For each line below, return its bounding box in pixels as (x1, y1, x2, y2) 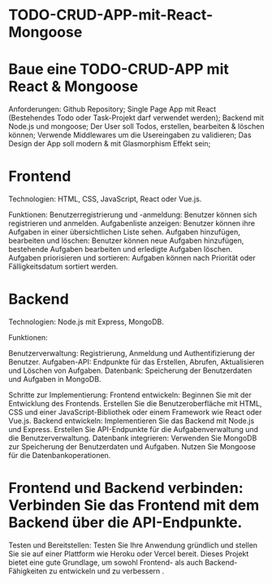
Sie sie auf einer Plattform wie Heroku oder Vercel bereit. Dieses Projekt (8, 548, 249, 558)
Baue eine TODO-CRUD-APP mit (8, 60, 229, 79)
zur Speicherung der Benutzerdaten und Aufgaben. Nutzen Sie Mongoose (8, 442, 256, 452)
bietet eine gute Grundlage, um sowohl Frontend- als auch (8, 557, 203, 567)
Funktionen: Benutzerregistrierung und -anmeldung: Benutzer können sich (8, 210, 257, 220)
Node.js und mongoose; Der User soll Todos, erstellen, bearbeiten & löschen (8, 122, 265, 132)
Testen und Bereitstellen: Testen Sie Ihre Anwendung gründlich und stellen (8, 540, 258, 550)
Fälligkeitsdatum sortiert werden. (8, 262, 119, 271)
